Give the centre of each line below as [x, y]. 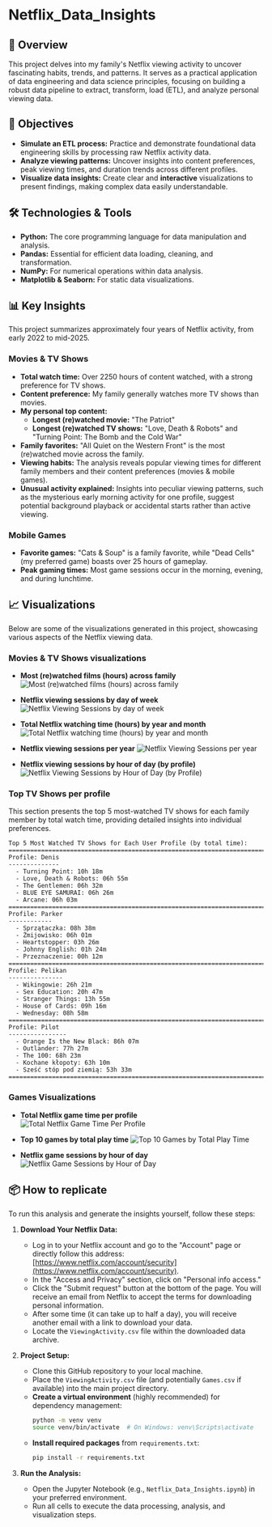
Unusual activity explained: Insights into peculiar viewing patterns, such [142, 488]
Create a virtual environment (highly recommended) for [126, 1397]
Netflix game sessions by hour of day [84, 1155]
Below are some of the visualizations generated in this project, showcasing [133, 628]
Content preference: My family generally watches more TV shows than [139, 393]
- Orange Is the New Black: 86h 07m [77, 1041]
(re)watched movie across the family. [82, 454]
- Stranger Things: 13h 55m [63, 999]
